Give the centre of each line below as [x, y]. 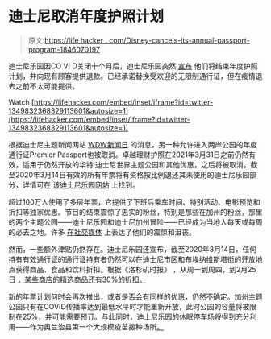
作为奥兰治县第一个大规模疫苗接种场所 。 [96, 326]
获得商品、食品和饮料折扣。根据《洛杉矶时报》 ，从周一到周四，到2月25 [135, 269]
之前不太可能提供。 [47, 86]
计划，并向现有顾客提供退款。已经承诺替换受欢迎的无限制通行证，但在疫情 [132, 76]
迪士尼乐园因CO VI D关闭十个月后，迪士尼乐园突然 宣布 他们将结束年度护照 [133, 66]
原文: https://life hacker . [67, 40]
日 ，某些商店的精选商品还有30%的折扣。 [77, 279]
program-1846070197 [64, 49]
